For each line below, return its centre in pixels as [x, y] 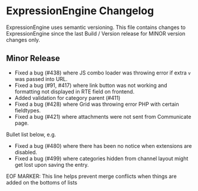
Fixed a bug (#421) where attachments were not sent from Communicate [103, 116]
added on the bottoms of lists [42, 182]
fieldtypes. [28, 110]
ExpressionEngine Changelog [80, 11]
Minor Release [33, 58]
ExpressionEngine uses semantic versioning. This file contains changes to [96, 27]
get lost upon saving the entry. [52, 164]
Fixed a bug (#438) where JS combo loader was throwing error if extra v [103, 73]
